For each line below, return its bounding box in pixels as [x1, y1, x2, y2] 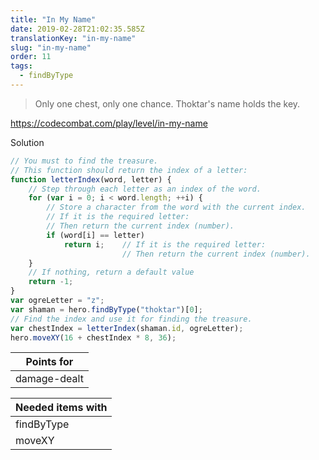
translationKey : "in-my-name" [10, 33, 137, 43]
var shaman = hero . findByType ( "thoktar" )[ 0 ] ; [10, 304, 203, 315]
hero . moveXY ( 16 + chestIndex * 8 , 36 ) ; [10, 332, 177, 343]
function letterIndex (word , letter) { [10, 174, 172, 185]
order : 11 [10, 52, 52, 62]
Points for [25, 355, 74, 369]
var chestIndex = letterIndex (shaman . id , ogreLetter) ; [10, 323, 244, 333]
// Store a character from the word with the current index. [46, 202, 307, 213]
